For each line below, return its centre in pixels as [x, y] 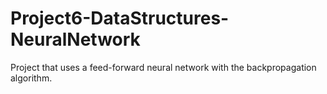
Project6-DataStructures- [120, 18]
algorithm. [31, 78]
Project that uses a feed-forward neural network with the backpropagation [163, 67]
